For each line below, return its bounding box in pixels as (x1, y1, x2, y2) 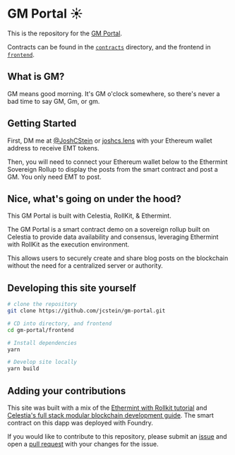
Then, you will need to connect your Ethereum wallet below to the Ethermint (7, 158, 228, 166)
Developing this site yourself (7, 282, 136, 294)
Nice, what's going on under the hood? (7, 193, 182, 205)
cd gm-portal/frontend (7, 326, 74, 333)
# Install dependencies (7, 339, 78, 346)
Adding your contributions (7, 384, 126, 397)
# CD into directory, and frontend (7, 320, 112, 327)
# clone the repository (7, 301, 78, 308)
